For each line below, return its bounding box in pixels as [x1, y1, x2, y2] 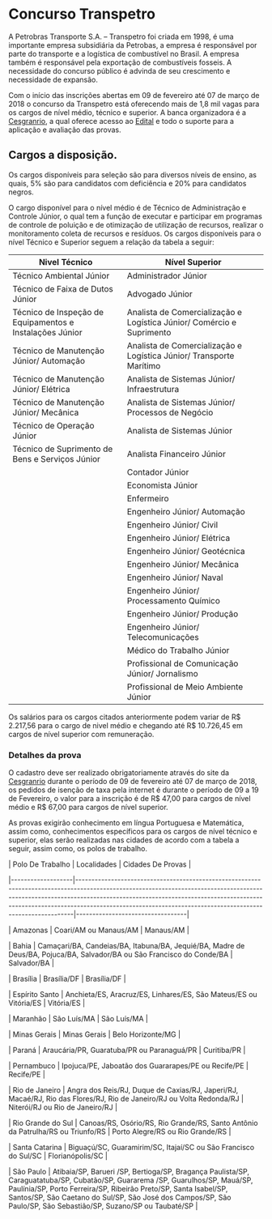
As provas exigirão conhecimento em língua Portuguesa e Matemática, [8, 818, 244, 828]
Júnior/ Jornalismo [126, 667, 198, 679]
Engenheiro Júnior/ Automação [126, 505, 245, 517]
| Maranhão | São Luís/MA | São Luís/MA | [8, 1014, 148, 1024]
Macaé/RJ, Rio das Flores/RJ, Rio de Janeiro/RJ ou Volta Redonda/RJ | [8, 1094, 244, 1104]
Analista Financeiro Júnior [126, 448, 227, 459]
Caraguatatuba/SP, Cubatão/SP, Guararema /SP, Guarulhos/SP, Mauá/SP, [8, 1175, 253, 1185]
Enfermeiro [126, 492, 169, 504]
